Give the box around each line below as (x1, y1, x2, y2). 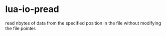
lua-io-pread (5, 3, 59, 15)
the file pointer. (5, 25, 37, 31)
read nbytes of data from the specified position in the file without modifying (5, 20, 161, 26)
